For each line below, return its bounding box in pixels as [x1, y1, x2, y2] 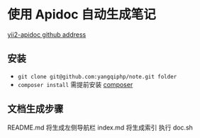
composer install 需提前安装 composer [17, 80, 133, 88]
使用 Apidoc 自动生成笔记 [7, 6, 156, 23]
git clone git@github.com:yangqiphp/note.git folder [17, 73, 177, 80]
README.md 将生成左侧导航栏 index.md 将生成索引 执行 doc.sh [7, 123, 194, 132]
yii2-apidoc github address [7, 30, 87, 39]
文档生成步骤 [7, 103, 64, 115]
